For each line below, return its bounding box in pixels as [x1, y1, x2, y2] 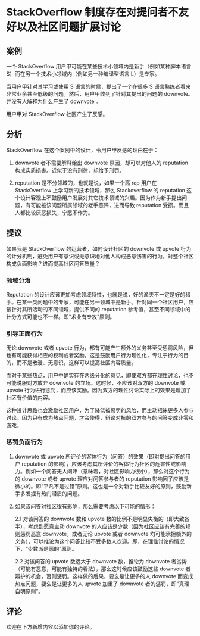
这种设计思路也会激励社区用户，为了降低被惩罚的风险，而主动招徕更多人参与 [6, 407, 194, 414]
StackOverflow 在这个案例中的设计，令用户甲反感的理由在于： [6, 146, 159, 154]
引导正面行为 [6, 329, 43, 338]
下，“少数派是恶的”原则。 [14, 545, 77, 552]
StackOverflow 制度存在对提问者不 [6, 5, 179, 19]
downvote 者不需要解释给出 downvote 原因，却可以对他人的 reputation [14, 159, 189, 166]
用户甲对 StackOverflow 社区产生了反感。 [6, 111, 108, 117]
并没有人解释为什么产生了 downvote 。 [6, 98, 101, 105]
